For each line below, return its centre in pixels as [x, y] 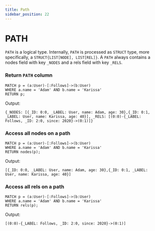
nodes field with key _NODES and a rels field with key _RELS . [64, 62]
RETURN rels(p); [22, 205]
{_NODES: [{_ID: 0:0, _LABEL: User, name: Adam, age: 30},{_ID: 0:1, [78, 112]
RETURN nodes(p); [23, 152]
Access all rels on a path [35, 186]
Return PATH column [29, 75]
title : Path [17, 10]
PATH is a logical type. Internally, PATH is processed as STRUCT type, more [77, 52]
